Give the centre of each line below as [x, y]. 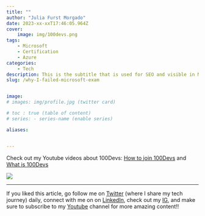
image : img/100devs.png [48, 35]
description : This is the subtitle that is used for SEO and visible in [101, 74]
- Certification [38, 52]
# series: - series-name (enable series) [60, 119]
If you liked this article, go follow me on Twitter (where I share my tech [95, 193]
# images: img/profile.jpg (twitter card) [61, 102]
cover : [15, 29]
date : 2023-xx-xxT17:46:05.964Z [47, 23]
